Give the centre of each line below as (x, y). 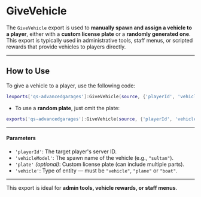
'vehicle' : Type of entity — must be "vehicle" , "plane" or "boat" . (96, 170)
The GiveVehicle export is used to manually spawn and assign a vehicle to (99, 28)
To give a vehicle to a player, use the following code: (71, 86)
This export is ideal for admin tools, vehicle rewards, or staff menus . (92, 187)
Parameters (21, 138)
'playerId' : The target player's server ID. (66, 151)
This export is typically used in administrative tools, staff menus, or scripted (100, 40)
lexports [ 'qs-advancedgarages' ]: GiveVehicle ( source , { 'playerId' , (91, 96)
